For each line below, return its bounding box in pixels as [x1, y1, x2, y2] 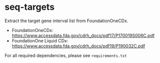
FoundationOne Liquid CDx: [11, 37, 68, 43]
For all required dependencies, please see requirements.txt [4, 52, 127, 58]
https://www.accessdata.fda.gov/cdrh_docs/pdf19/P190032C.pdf [11, 43, 146, 49]
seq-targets [4, 1, 55, 13]
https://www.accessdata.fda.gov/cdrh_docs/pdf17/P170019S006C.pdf [11, 32, 155, 38]
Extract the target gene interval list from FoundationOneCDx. [4, 18, 128, 24]
